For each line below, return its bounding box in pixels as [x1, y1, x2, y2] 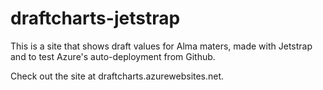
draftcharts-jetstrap [10, 7, 181, 30]
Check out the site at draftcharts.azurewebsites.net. [10, 70, 225, 82]
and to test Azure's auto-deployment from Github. [10, 50, 216, 62]
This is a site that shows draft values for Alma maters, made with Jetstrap [10, 40, 313, 52]
